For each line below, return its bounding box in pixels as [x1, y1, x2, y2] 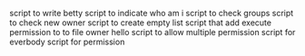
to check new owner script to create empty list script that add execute [9, 17, 272, 28]
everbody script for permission [9, 36, 125, 47]
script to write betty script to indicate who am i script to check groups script [9, 8, 294, 18]
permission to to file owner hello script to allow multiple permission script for [9, 27, 296, 37]
